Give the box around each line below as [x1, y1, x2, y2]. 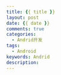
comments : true [6, 25, 45, 32]
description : [6, 59, 39, 65]
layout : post [6, 15, 39, 21]
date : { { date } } [6, 20, 50, 26]
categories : [6, 31, 36, 37]
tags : [6, 43, 20, 49]
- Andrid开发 [11, 37, 43, 43]
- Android [11, 48, 36, 54]
